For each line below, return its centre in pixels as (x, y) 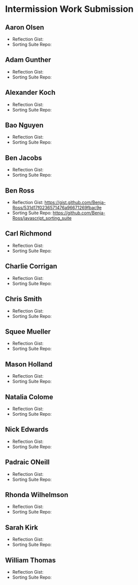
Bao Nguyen (24, 125)
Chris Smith (24, 299)
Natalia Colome (29, 397)
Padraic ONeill (28, 462)
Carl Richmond (28, 234)
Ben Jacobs (24, 158)
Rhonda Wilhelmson (37, 495)
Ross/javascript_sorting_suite (42, 218)
